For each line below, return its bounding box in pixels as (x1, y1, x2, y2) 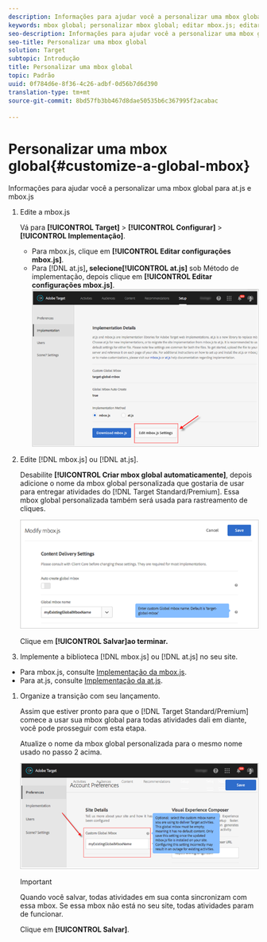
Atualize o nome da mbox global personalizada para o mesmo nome (19, 739, 242, 749)
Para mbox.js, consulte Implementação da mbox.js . (19, 668, 187, 677)
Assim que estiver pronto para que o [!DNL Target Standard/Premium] (19, 707, 249, 716)
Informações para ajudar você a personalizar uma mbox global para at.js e (8, 184, 252, 193)
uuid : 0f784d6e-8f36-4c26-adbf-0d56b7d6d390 (8, 79, 158, 87)
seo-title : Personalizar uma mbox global (8, 38, 148, 46)
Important (19, 877, 52, 886)
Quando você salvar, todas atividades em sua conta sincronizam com (19, 893, 248, 902)
